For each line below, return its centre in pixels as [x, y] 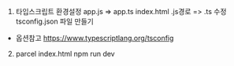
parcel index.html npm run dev [65, 54]
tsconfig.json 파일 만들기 [55, 21]
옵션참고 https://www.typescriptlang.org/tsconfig [95, 38]
